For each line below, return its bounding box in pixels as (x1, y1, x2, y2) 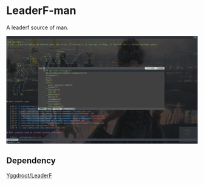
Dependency (6, 156, 56, 166)
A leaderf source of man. (6, 24, 69, 31)
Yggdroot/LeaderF (6, 172, 53, 179)
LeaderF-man (6, 4, 76, 18)
